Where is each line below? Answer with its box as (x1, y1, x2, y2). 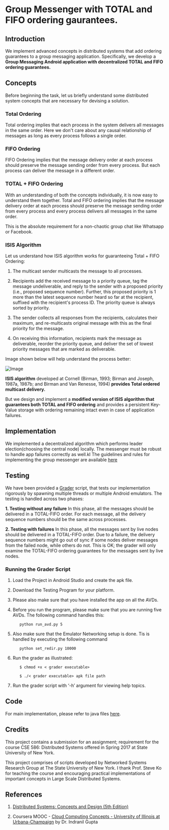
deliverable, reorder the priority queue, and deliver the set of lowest (12, 341, 154, 347)
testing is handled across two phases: (5, 496, 84, 502)
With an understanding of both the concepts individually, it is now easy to (5, 192, 158, 198)
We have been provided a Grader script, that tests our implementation (5, 485, 150, 491)
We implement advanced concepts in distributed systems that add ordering (5, 48, 162, 54)
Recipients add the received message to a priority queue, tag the (12, 278, 148, 284)
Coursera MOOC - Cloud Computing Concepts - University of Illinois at (12, 813, 160, 820)
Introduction (5, 34, 45, 43)
